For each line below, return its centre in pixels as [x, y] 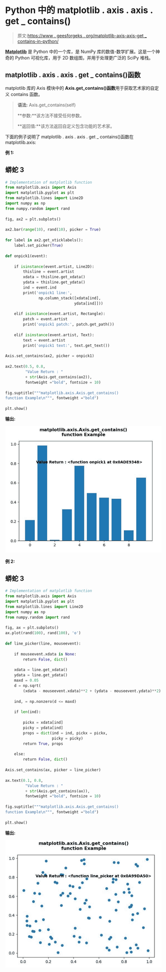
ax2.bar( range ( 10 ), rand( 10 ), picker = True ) [53, 230]
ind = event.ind [40, 288]
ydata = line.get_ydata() [41, 675]
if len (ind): [28, 712]
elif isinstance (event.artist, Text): [54, 335]
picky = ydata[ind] [43, 728]
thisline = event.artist [49, 272]
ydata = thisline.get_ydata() [54, 283]
